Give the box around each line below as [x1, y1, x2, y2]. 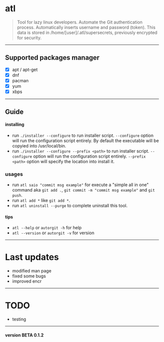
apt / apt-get [12, 67, 38, 73]
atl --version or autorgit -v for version [12, 230, 94, 236]
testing [12, 317, 26, 322]
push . [12, 192, 23, 198]
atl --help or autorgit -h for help [12, 225, 82, 231]
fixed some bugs [12, 273, 46, 279]
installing [5, 122, 24, 127]
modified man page [12, 268, 52, 274]
